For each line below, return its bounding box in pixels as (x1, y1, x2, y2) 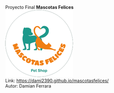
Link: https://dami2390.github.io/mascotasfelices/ (5, 77, 109, 83)
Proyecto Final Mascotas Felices (5, 4, 74, 10)
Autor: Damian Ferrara (5, 83, 51, 89)
